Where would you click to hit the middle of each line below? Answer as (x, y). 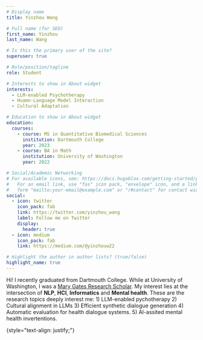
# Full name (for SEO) (35, 28)
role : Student (24, 73)
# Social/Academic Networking (44, 173)
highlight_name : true (34, 263)
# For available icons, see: (43, 178)
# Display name (25, 12)
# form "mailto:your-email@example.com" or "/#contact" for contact (97, 190)
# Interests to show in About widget (54, 83)
